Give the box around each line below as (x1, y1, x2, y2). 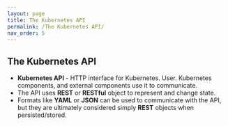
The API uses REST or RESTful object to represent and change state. (17, 88, 216, 97)
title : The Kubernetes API (7, 17, 86, 24)
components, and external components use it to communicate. (17, 81, 197, 90)
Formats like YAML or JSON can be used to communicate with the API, (17, 96, 222, 104)
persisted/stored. (17, 111, 68, 119)
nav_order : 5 (7, 29, 45, 37)
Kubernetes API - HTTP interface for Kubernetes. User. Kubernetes (17, 74, 212, 82)
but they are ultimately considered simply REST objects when (17, 104, 194, 112)
